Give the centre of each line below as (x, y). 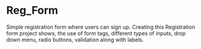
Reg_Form (32, 10)
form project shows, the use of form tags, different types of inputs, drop (96, 33)
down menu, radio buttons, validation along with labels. (75, 39)
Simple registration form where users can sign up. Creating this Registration (101, 27)
